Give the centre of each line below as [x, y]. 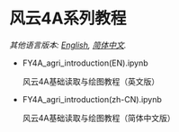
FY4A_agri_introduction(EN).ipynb [85, 63]
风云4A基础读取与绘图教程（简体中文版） [98, 118]
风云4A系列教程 [68, 18]
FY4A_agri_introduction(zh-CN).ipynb [92, 99]
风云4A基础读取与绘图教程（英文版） [91, 81]
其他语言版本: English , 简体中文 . [68, 45]
